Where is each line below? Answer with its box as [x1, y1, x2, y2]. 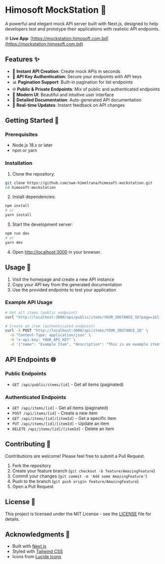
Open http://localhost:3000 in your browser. [12, 249, 102, 255]
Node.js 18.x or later [12, 142, 53, 148]
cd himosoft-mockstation [5, 185, 56, 190]
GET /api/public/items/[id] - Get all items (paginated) [12, 381, 124, 387]
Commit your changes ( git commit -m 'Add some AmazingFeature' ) [12, 473, 147, 479]
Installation [5, 160, 33, 167]
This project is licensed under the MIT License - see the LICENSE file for [5, 511, 151, 517]
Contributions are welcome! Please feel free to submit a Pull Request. [5, 453, 145, 459]
